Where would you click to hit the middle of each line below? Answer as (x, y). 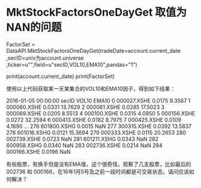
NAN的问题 (34, 27)
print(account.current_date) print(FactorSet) (61, 76)
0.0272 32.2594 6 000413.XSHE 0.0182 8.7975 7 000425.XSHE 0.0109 (94, 120)
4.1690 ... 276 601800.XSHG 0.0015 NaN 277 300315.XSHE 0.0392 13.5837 (99, 126)
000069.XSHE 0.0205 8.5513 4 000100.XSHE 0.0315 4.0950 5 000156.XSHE (101, 113)
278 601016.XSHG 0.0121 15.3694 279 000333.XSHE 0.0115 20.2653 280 (96, 132)
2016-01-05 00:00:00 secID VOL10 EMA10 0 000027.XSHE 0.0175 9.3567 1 (98, 100)
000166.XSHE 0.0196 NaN (38, 151)
